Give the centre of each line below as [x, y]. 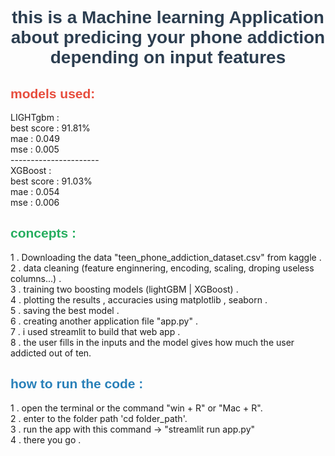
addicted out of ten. [51, 353]
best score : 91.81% [50, 128]
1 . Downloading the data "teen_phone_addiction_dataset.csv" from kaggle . [166, 257]
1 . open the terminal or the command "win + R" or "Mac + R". [136, 408]
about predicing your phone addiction [168, 37]
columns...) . [36, 278]
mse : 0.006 [35, 202]
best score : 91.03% [51, 181]
